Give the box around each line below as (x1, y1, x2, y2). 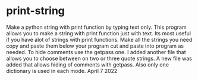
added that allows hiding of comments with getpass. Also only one (6, 61, 169, 68)
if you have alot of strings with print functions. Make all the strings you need (6, 36, 193, 43)
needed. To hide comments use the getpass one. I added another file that (6, 48, 186, 55)
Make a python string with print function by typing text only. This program (6, 24, 187, 31)
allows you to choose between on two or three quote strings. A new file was (6, 55, 192, 62)
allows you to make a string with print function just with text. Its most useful (6, 29, 191, 36)
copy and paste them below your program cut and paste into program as (6, 42, 184, 49)
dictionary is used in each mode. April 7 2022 (6, 67, 118, 74)
